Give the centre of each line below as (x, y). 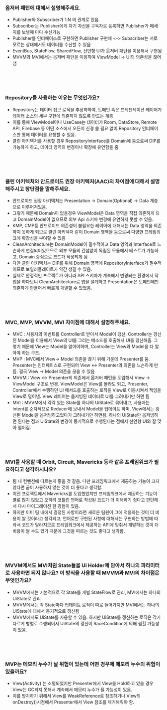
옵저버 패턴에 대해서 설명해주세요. (43, 7)
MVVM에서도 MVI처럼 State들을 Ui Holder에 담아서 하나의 (73, 565)
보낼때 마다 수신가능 (41, 32)
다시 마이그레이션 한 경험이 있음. (49, 506)
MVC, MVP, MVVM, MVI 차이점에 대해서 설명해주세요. (68, 322)
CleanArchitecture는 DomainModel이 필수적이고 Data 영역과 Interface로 (84, 244)
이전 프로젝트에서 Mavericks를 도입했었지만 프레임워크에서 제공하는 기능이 (85, 494)
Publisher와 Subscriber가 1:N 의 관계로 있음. (56, 20)
